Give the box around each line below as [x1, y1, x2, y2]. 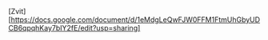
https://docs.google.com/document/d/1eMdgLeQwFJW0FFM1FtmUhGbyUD [10, 15, 261, 24]
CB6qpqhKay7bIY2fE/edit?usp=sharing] [8, 24, 141, 32]
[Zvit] [8, 7, 26, 16]
